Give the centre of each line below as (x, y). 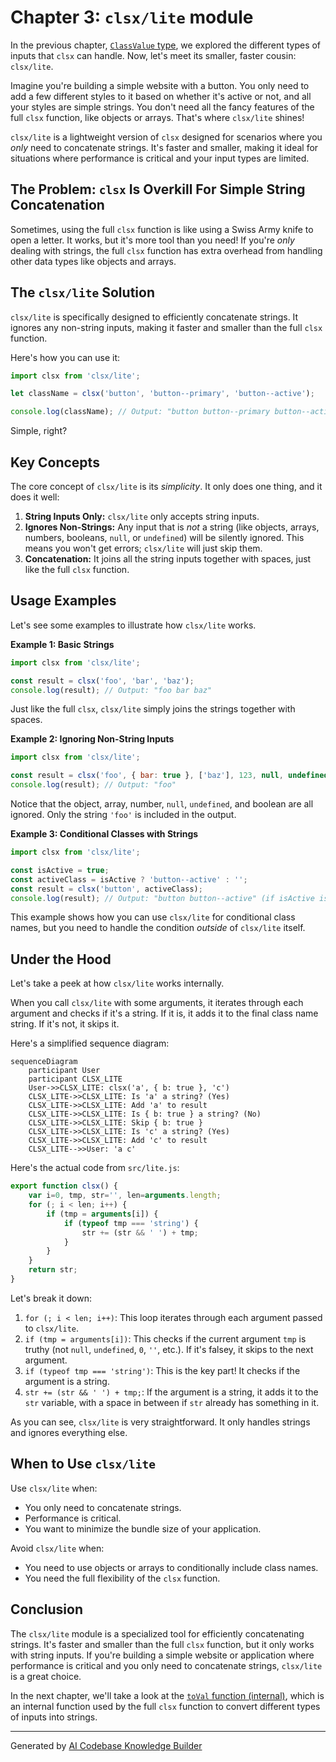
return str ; (53, 1270)
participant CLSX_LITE (75, 1079)
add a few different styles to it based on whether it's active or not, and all (161, 96)
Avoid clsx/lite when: (57, 1548)
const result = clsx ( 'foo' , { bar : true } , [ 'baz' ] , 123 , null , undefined (169, 776)
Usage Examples (63, 601)
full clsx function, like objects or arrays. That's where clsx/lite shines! (157, 117)
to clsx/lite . (52, 1328)
